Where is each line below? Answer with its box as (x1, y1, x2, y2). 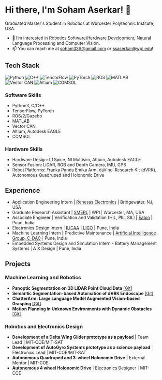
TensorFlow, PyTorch (12, 108, 54, 114)
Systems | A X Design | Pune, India (12, 246, 81, 251)
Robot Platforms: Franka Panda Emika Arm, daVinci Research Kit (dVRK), (12, 167, 157, 173)
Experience (5, 186, 40, 195)
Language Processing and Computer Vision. (12, 40, 100, 46)
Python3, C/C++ (12, 103, 45, 109)
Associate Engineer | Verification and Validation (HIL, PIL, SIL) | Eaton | (12, 215, 153, 220)
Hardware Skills (5, 146, 43, 152)
